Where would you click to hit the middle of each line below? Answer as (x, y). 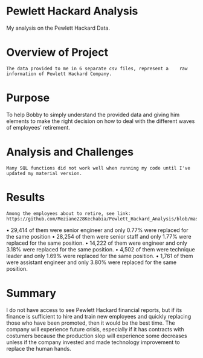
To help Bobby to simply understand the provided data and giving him (93, 114)
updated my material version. (44, 173)
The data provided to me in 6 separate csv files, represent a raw (97, 68)
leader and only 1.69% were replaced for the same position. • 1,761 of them (100, 256)
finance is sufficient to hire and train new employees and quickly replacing (99, 316)
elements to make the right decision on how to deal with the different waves (101, 121)
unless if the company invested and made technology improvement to (93, 342)
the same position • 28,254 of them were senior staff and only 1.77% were (99, 236)
